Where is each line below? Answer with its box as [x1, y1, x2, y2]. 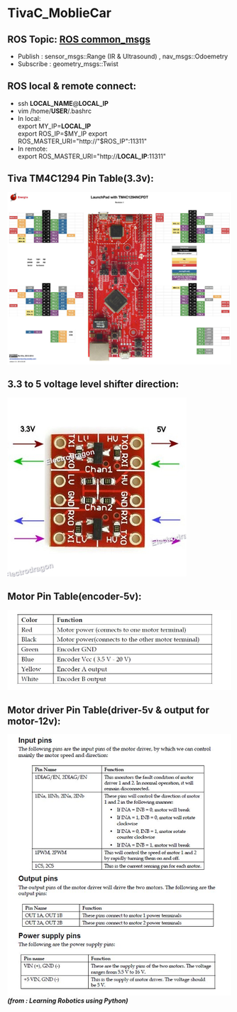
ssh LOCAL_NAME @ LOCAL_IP [17, 99, 109, 107]
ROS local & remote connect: [7, 80, 137, 92]
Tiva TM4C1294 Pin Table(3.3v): [7, 173, 154, 185]
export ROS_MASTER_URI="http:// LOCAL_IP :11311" [17, 151, 167, 161]
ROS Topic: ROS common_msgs [7, 33, 151, 45]
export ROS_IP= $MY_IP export [17, 129, 108, 138]
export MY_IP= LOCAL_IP [17, 122, 92, 130]
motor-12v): [7, 715, 61, 727]
